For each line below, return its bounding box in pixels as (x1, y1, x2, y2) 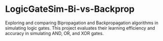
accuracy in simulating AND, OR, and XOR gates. (5, 30, 104, 36)
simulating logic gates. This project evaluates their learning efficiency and (5, 25, 156, 31)
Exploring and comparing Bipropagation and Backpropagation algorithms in (5, 20, 159, 26)
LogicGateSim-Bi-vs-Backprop (5, 3, 135, 15)
